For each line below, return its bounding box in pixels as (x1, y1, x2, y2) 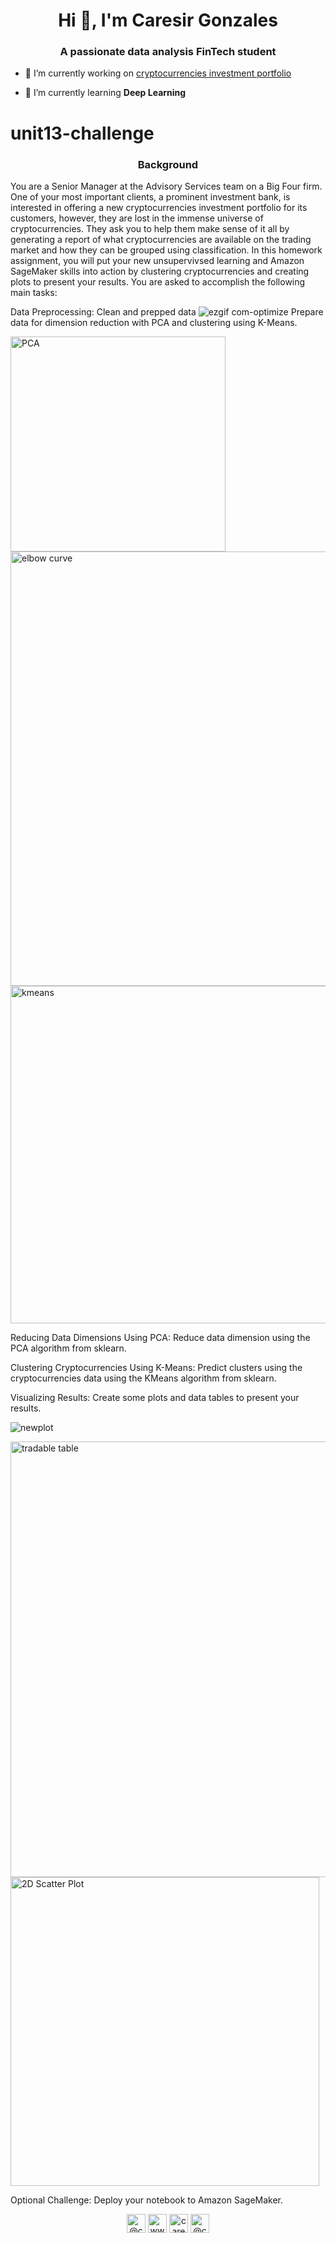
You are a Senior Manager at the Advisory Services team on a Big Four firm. (10, 180, 323, 192)
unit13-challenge (10, 122, 155, 144)
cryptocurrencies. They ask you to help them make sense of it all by (10, 222, 290, 234)
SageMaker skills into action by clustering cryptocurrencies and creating (10, 265, 310, 277)
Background (137, 157, 199, 171)
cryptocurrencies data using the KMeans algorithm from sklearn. (10, 1372, 277, 1384)
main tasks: (10, 286, 58, 298)
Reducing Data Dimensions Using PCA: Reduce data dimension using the (10, 1331, 311, 1343)
